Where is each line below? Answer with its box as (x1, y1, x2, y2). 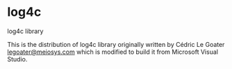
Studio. (7, 55, 28, 63)
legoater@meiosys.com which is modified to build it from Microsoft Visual (7, 48, 219, 56)
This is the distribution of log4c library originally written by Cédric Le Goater (7, 40, 225, 48)
